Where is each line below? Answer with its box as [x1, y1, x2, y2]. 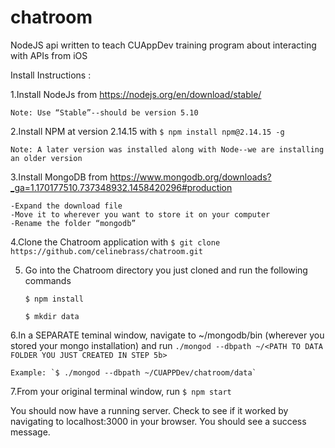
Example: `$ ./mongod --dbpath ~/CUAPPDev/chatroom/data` [10, 367, 257, 378]
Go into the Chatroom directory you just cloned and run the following [24, 264, 308, 276]
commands [24, 274, 72, 286]
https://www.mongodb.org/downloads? [109, 171, 272, 183]
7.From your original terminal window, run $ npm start [10, 385, 232, 397]
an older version [10, 153, 83, 163]
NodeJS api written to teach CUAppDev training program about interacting [10, 39, 317, 51]
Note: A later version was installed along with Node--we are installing [10, 144, 325, 155]
